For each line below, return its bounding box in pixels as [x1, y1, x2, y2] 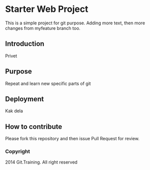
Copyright [5, 148, 30, 155]
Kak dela [5, 108, 23, 114]
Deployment [5, 94, 44, 103]
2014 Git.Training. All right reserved [5, 159, 78, 165]
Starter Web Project [5, 3, 88, 15]
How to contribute [5, 122, 63, 131]
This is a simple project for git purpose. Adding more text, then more [5, 20, 146, 26]
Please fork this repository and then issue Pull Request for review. [5, 136, 140, 142]
